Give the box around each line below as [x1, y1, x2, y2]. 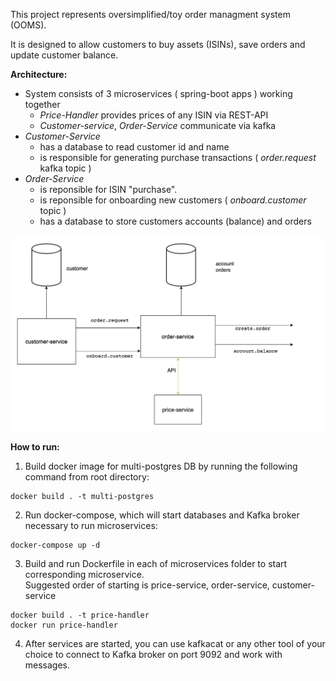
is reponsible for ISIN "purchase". [39, 184, 178, 195]
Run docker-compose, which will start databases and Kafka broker [24, 509, 300, 521]
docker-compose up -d [10, 540, 101, 550]
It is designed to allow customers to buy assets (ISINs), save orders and [10, 39, 306, 50]
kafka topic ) [39, 162, 92, 174]
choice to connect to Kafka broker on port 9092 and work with [24, 648, 283, 660]
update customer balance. [10, 49, 119, 61]
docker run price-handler [10, 620, 118, 630]
